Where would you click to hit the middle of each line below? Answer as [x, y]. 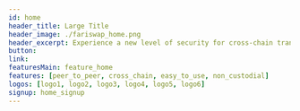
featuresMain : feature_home [61, 68]
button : [23, 51]
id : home [25, 17]
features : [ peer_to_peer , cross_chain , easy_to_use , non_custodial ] [139, 76]
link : [18, 59]
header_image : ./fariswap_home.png [75, 34]
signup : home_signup [47, 92]
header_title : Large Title [59, 26]
